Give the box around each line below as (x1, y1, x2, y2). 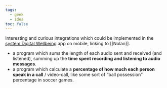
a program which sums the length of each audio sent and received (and (12, 50, 162, 56)
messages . (12, 61, 36, 67)
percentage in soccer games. (12, 77, 74, 83)
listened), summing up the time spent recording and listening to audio (12, 56, 160, 62)
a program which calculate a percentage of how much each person (12, 66, 155, 72)
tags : (5, 7, 17, 13)
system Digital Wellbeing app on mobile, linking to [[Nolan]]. (5, 41, 131, 47)
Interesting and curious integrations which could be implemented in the (5, 35, 154, 41)
